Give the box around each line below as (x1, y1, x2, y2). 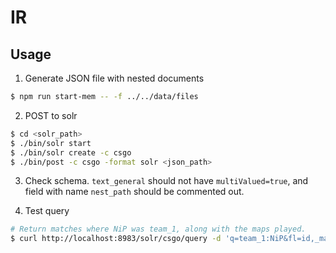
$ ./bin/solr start (10, 138, 92, 148)
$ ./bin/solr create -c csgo (10, 147, 132, 158)
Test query (24, 205, 70, 217)
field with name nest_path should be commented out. (24, 186, 245, 198)
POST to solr (24, 109, 78, 121)
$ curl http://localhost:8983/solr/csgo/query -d (10, 234, 222, 244)
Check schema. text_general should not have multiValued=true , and (24, 175, 309, 187)
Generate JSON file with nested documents (24, 72, 205, 84)
